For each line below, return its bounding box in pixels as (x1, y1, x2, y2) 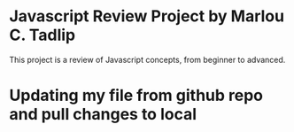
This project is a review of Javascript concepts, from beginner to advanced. (9, 54, 286, 65)
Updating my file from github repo (9, 86, 264, 105)
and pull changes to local (9, 105, 197, 125)
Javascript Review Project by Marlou (9, 6, 285, 27)
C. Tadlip (9, 25, 76, 45)
